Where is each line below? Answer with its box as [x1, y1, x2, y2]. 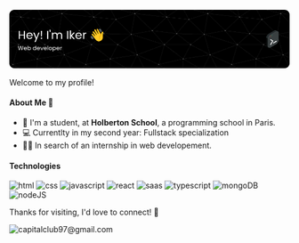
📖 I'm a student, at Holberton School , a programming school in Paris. [21, 117, 276, 128]
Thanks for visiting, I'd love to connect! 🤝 [9, 207, 159, 218]
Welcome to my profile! [9, 77, 95, 87]
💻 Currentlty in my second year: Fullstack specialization [21, 127, 230, 138]
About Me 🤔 [9, 97, 53, 108]
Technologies [9, 160, 61, 171]
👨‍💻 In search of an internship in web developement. [21, 140, 212, 151]
